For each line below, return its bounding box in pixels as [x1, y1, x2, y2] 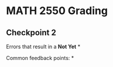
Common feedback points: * [6, 55, 74, 61]
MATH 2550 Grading [6, 4, 108, 18]
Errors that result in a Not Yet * [6, 43, 81, 50]
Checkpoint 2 [6, 28, 57, 38]
